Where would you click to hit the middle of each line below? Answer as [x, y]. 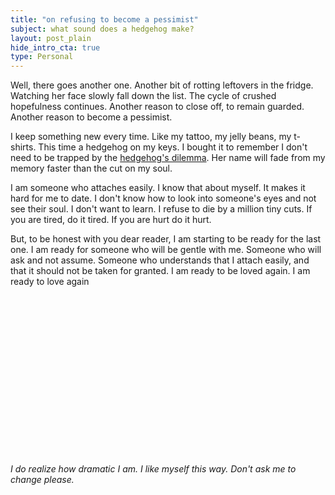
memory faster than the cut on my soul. [91, 168]
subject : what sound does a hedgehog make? [102, 29]
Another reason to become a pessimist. [91, 117]
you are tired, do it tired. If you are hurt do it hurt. [111, 220]
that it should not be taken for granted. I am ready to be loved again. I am [160, 271]
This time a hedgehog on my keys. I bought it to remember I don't [173, 147]
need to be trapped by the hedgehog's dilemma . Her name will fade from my [168, 158]
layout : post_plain [51, 38]
